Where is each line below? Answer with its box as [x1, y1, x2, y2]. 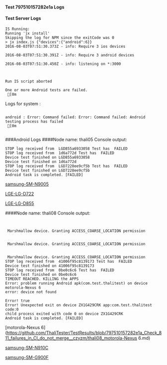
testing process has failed [5, 119, 64, 124]
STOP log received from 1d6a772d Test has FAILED [5, 150, 114, 156]
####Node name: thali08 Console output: [5, 210, 90, 216]
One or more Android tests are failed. [5, 87, 88, 92]
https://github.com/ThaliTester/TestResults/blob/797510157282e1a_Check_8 [6, 330, 162, 336]
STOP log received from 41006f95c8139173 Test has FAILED [5, 259, 133, 264]
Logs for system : [5, 100, 41, 107]
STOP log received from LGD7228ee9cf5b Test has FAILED [5, 164, 128, 169]
